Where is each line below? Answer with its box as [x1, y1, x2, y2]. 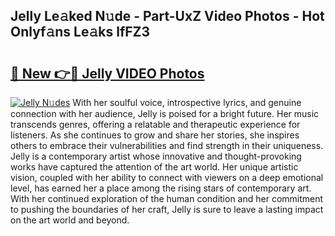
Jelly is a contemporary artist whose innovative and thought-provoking [10, 150, 302, 162]
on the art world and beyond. [10, 214, 130, 226]
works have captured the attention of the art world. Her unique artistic [10, 161, 299, 173]
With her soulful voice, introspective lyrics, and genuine [72, 97, 302, 108]
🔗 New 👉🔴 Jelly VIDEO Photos [10, 65, 205, 82]
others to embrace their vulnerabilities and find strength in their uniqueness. [10, 140, 324, 151]
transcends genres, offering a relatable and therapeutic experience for [10, 119, 301, 130]
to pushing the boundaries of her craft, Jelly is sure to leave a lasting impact [10, 204, 324, 215]
